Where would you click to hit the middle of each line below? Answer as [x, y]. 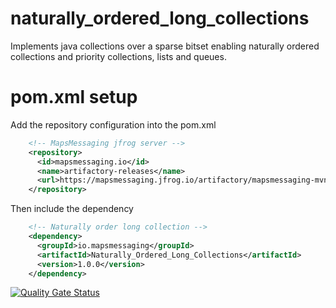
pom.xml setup [74, 97]
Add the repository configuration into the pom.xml [113, 124]
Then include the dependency [72, 209]
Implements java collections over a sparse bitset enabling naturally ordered [165, 46]
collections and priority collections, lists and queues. [118, 56]
